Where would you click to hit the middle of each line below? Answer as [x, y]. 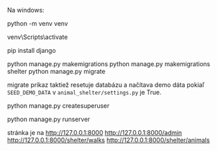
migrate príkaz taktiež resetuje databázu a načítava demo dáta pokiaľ [106, 85]
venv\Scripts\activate [37, 37]
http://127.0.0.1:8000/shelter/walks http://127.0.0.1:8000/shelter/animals [108, 140]
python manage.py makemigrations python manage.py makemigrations [109, 64]
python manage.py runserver [49, 119]
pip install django [32, 50]
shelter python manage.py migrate [57, 71]
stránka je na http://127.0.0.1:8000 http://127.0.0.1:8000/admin [95, 133]
